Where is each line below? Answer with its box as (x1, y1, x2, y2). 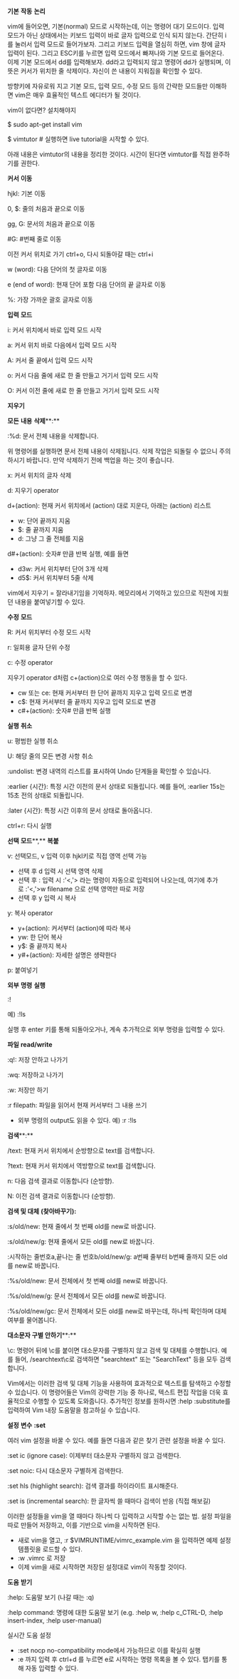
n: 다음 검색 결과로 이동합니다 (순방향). (7, 1177, 115, 1185)
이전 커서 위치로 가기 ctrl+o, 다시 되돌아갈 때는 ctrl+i (7, 250, 154, 258)
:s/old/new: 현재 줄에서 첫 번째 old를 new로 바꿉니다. (7, 1223, 156, 1230)
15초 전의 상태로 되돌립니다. (7, 791, 84, 800)
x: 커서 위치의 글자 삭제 (7, 471, 72, 479)
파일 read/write (7, 1041, 53, 1048)
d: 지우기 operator (7, 486, 59, 494)
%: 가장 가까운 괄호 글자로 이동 (7, 295, 94, 304)
